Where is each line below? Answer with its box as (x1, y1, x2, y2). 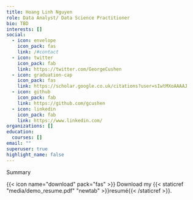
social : (6, 32, 26, 38)
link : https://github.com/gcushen (17, 100, 105, 106)
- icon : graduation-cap (12, 72, 72, 78)
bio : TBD (6, 20, 29, 26)
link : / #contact (17, 49, 59, 55)
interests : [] (6, 26, 43, 33)
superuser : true (6, 145, 48, 152)
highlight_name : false (6, 152, 64, 158)
